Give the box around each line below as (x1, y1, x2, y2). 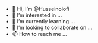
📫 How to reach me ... (11, 31, 67, 37)
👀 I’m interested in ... (11, 12, 62, 19)
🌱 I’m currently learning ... (11, 18, 75, 24)
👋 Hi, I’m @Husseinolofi (11, 6, 69, 12)
